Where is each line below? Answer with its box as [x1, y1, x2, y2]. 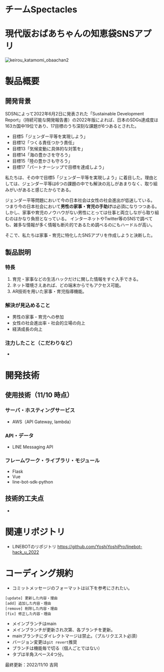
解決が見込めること [5, 302, 50, 309]
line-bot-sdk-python [12, 479, 53, 484]
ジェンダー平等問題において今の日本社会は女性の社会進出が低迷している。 [5, 197, 155, 203]
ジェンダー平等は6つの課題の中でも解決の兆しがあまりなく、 [22, 181, 145, 187]
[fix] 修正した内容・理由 [5, 611, 51, 616]
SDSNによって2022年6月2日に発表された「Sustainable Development [5, 111, 144, 117]
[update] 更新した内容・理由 [5, 595, 58, 601]
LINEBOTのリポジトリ [12, 543, 56, 549]
